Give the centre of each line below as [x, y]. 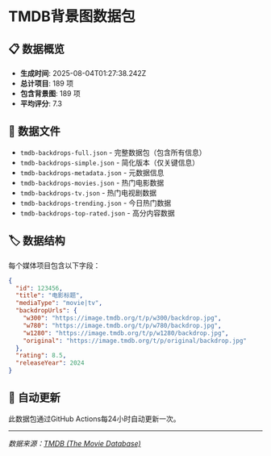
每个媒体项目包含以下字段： [54, 265]
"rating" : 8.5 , [41, 356]
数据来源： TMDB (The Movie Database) [75, 443]
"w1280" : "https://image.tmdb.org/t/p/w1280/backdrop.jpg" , [126, 333]
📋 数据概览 [37, 49]
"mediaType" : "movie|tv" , [59, 303]
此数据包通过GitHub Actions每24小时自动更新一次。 [94, 418]
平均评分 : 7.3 [41, 103]
